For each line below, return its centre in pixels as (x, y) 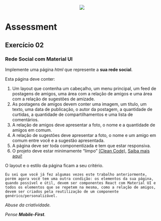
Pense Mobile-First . (25, 214)
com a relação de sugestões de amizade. (53, 99)
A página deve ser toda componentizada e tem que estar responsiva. (81, 145)
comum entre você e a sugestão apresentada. (58, 140)
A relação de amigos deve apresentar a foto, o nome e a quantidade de (83, 125)
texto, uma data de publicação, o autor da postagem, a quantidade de (82, 109)
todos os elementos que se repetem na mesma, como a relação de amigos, (80, 187)
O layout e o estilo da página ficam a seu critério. (54, 165)
